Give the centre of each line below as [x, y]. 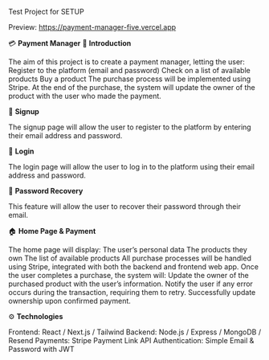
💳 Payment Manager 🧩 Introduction [70, 43]
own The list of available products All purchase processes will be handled [130, 258]
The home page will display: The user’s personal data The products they [128, 250]
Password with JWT [41, 349]
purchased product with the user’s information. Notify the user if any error [130, 284]
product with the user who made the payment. [85, 96]
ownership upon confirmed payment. [69, 301]
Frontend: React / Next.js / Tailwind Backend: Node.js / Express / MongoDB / [135, 332]
